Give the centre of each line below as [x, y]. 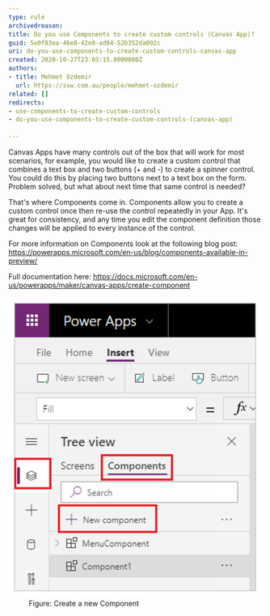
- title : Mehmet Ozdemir [50, 77]
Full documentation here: [50, 276]
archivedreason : [36, 25]
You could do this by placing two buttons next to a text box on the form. [127, 178]
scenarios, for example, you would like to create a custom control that [124, 161]
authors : [23, 69]
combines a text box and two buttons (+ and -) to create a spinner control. [132, 169]
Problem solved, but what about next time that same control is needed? [127, 187]
